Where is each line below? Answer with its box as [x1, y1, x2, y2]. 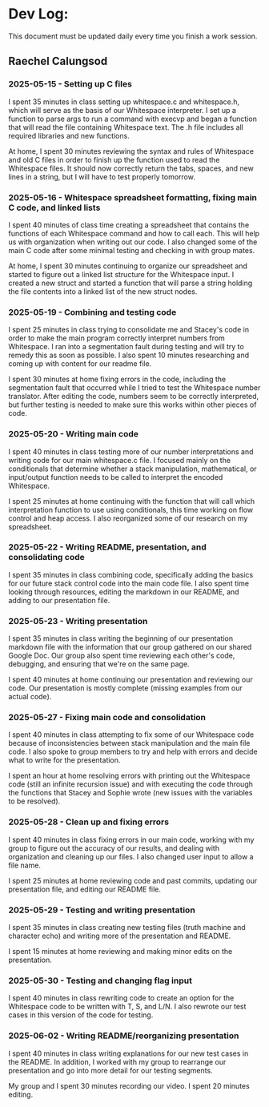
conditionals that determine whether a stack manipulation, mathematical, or [8, 464, 258, 473]
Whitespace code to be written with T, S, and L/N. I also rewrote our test [8, 1002, 247, 1012]
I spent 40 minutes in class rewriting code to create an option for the [8, 993, 235, 1003]
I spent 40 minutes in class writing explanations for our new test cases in [8, 1049, 249, 1058]
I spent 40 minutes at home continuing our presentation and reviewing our [8, 674, 254, 685]
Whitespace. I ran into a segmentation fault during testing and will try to [8, 342, 244, 352]
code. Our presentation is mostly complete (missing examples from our [8, 683, 243, 693]
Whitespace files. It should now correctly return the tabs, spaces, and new [8, 163, 254, 173]
